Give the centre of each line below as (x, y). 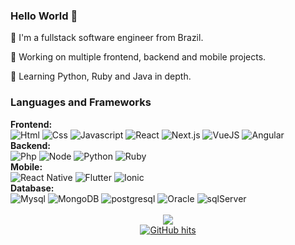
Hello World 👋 (44, 16)
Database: (32, 188)
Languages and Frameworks (81, 102)
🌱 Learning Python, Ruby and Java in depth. (101, 76)
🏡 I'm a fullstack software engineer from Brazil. (107, 38)
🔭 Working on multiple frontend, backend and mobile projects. (138, 57)
